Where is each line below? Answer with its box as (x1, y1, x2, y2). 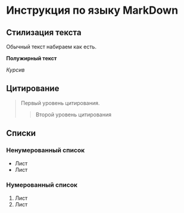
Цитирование (6, 84, 60, 94)
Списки (6, 128, 36, 138)
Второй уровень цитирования (35, 111, 112, 118)
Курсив (6, 66, 25, 73)
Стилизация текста (6, 27, 82, 38)
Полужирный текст (6, 55, 57, 61)
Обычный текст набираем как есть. (6, 43, 97, 50)
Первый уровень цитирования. (20, 99, 100, 106)
